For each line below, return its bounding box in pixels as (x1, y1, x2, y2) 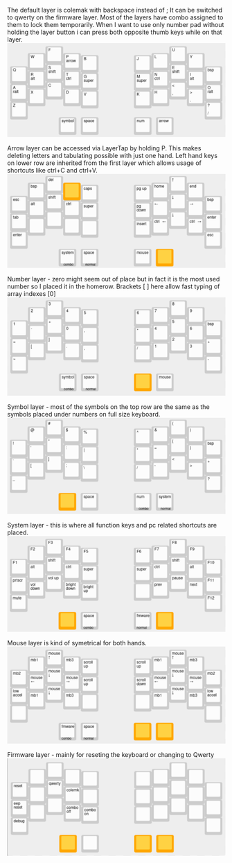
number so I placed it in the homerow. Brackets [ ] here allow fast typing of (7, 282, 220, 290)
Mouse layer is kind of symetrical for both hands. (7, 638, 147, 647)
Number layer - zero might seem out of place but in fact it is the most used (7, 275, 220, 284)
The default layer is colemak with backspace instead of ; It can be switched (7, 6, 223, 14)
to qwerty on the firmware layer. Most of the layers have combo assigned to (7, 13, 224, 21)
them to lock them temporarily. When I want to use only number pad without (7, 21, 224, 28)
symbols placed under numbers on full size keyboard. (7, 410, 161, 418)
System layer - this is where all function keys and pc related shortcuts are (7, 521, 217, 529)
